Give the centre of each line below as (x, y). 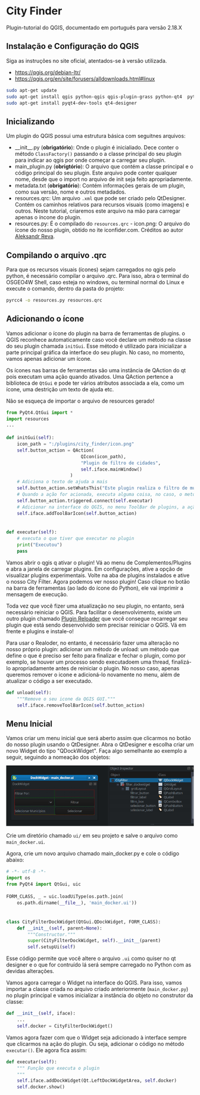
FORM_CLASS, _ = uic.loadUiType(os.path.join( (65, 897)
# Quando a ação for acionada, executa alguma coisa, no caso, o (100, 495)
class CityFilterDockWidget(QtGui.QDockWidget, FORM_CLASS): (84, 922)
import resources (28, 419)
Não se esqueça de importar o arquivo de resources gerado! (80, 401)
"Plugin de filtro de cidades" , (121, 463)
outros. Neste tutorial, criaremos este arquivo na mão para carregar (97, 211)
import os (18, 878)
